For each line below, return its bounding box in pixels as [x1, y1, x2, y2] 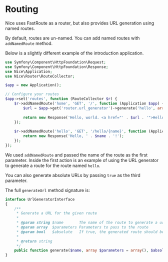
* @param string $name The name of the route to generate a [16, 220, 157, 225]
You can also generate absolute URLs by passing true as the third [5, 172, 141, 178]
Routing [5, 3, 38, 15]
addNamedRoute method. [5, 40, 53, 46]
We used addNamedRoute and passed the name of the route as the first [5, 151, 148, 158]
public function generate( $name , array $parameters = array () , [14, 248, 149, 253]
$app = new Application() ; [5, 82, 61, 88]
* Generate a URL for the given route [16, 211, 97, 216]
